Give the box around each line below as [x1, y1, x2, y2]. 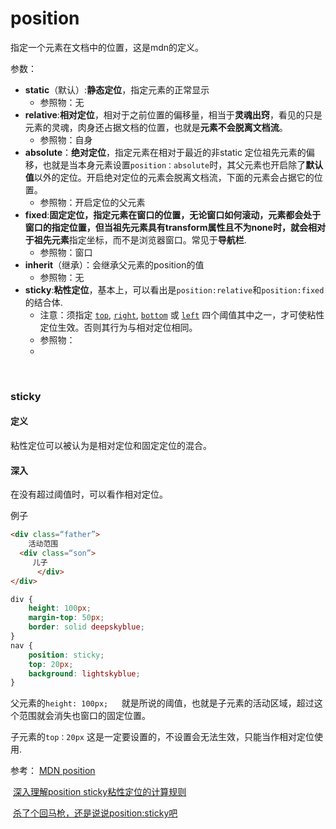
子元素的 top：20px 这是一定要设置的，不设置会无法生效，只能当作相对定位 [10, 731, 315, 743]
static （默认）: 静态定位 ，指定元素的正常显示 [24, 83, 210, 96]
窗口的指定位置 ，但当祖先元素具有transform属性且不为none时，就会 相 [24, 221, 317, 233]
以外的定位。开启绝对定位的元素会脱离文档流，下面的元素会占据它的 [33, 171, 315, 183]
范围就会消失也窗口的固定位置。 [18, 710, 151, 722]
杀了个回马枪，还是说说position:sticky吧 [12, 807, 178, 819]
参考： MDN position [10, 765, 96, 777]
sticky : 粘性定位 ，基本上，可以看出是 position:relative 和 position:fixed [24, 283, 325, 296]
